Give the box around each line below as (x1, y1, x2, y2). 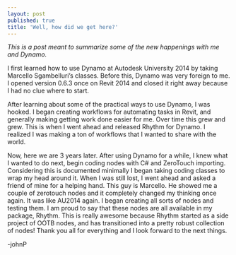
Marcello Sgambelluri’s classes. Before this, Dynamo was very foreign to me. (7, 71, 230, 80)
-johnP (7, 240, 27, 249)
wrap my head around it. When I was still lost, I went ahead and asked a (7, 174, 216, 182)
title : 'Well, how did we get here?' (7, 23, 119, 30)
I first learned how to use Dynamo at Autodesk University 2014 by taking (7, 64, 218, 73)
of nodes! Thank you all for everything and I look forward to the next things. (7, 227, 228, 235)
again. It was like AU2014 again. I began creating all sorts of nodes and (7, 196, 214, 205)
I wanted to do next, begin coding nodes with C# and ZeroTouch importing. (7, 159, 226, 167)
